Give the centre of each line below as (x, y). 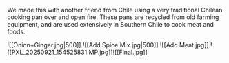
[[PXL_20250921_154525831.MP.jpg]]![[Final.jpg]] (78, 52)
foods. (16, 32)
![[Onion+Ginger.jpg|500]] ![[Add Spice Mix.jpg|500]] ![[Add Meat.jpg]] (108, 45)
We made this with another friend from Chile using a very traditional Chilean (115, 10)
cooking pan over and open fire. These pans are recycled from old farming (113, 17)
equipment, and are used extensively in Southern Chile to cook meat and (110, 24)
